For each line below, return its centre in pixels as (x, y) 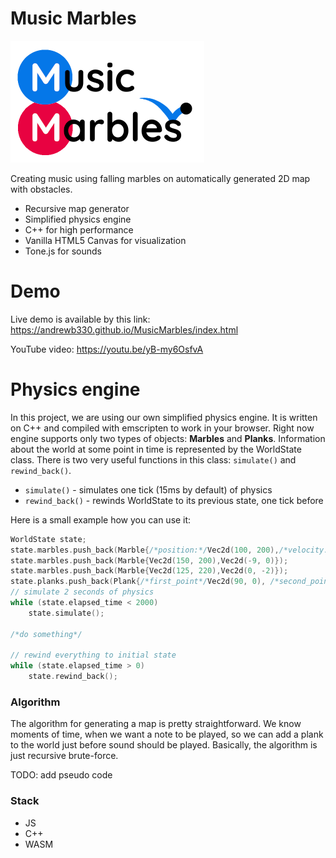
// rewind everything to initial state (93, 655)
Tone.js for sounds (63, 251)
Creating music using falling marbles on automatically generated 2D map (160, 178)
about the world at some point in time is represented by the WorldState (156, 449)
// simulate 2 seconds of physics (82, 592)
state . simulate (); (66, 613)
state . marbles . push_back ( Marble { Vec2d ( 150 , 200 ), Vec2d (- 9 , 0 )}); (149, 560)
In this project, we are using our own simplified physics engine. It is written (164, 417)
